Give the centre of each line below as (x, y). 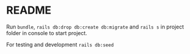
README (29, 10)
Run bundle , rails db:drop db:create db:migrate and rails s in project (95, 27)
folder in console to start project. (47, 33)
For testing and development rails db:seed (60, 45)
